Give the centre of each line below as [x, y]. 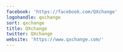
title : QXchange [27, 28]
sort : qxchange [25, 23]
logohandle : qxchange [34, 17]
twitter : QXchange [29, 34]
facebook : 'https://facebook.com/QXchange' [62, 12]
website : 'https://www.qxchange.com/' [55, 39]
